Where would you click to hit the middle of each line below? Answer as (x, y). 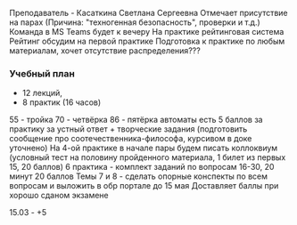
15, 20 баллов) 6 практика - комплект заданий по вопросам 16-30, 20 (142, 167)
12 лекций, (42, 93)
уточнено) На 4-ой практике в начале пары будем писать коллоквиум (144, 148)
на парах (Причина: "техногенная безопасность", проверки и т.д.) (135, 22)
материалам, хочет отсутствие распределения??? (105, 51)
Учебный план (42, 73)
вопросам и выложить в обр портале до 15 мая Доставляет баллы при (144, 186)
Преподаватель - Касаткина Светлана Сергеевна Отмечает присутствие (148, 13)
